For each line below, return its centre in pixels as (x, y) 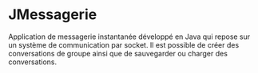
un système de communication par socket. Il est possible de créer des (124, 44)
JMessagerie (53, 15)
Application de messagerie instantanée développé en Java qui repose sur (129, 36)
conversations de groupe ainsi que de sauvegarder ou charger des (118, 53)
